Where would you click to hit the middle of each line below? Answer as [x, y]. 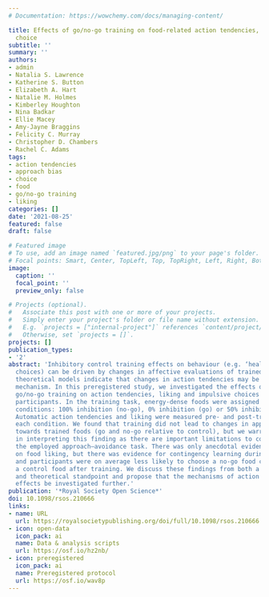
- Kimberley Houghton [44, 105]
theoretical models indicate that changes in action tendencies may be [138, 380]
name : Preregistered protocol [66, 573]
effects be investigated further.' [75, 484]
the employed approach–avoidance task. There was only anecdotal [127, 446]
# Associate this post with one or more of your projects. [112, 313]
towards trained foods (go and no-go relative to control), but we [130, 432]
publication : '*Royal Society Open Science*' [85, 491]
